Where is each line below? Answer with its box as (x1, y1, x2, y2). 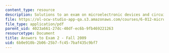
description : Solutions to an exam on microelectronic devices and (5, 12, 150, 17)
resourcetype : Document (5, 31, 55, 36)
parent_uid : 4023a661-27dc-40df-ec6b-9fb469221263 (5, 26, 114, 31)
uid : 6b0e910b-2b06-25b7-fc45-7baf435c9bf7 (5, 40, 98, 45)
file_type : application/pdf (5, 21, 64, 27)
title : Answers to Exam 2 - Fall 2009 (5, 36, 87, 41)
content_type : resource (5, 7, 55, 13)
